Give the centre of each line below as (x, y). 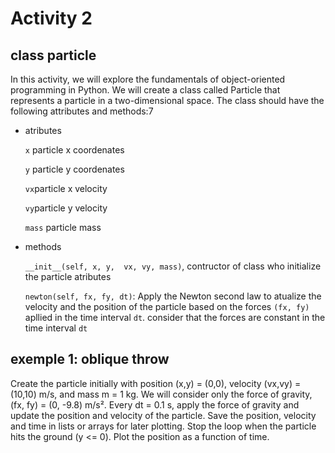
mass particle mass (63, 227)
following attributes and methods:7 (82, 111)
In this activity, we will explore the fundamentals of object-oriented (148, 79)
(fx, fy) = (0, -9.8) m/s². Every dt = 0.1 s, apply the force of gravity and (155, 404)
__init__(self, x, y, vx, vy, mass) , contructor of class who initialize (173, 266)
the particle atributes (68, 276)
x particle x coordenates (74, 150)
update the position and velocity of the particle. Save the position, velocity (163, 415)
